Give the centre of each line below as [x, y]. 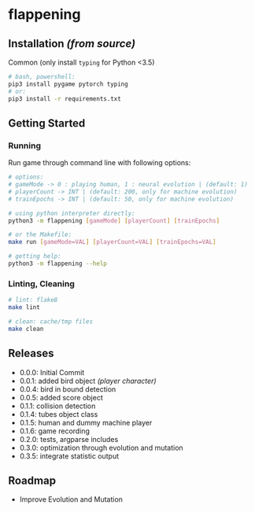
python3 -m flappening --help [58, 264]
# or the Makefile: [40, 235]
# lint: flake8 [33, 300]
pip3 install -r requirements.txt [65, 99]
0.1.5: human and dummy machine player [86, 422]
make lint [24, 308]
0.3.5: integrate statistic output [69, 456]
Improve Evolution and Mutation [71, 499]
